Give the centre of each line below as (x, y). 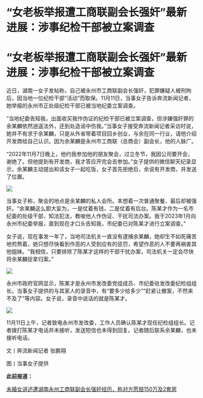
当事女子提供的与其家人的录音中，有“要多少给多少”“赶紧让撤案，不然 (102, 291)
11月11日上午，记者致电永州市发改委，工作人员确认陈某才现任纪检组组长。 (98, 323)
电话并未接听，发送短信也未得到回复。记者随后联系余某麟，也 (114, 330)
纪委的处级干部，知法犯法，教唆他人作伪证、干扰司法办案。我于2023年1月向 (101, 216)
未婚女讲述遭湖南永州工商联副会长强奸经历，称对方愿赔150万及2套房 (92, 389)
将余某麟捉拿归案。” (30, 259)
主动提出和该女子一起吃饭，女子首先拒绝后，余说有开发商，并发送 (114, 169)
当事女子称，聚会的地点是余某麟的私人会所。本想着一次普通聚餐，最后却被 (99, 201)
